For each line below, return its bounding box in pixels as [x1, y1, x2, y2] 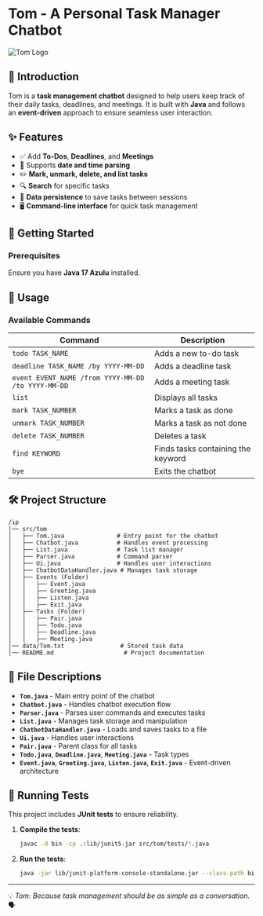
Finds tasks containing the [153, 443, 251, 454]
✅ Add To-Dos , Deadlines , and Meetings [19, 151, 154, 161]
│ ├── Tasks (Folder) [8, 607, 86, 615]
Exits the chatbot [153, 465, 217, 476]
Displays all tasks [153, 392, 218, 403]
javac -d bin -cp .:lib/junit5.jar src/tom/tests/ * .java [19, 840, 210, 848]
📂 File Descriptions [8, 670, 102, 683]
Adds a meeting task [153, 376, 230, 387]
